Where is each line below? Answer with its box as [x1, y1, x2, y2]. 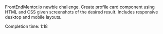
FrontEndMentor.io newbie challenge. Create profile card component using [5, 4, 155, 10]
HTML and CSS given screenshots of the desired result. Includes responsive [5, 9, 158, 15]
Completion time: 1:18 [5, 23, 48, 29]
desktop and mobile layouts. [5, 14, 62, 20]
